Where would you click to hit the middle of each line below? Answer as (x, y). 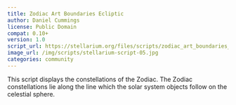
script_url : (25, 46)
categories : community (40, 59)
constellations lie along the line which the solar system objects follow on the (117, 86)
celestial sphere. (31, 94)
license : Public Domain (42, 27)
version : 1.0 (26, 40)
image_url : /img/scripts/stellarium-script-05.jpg (83, 53)
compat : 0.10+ (28, 33)
